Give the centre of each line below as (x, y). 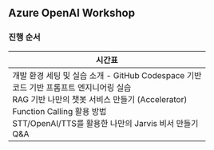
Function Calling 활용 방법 (59, 111)
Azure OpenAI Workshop (72, 13)
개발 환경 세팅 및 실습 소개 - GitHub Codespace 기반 (107, 75)
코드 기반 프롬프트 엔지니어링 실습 (72, 87)
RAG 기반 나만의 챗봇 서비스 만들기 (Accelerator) (100, 99)
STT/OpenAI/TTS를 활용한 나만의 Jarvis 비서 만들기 (105, 123)
